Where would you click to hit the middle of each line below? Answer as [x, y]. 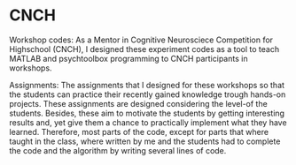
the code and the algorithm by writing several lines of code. [118, 150]
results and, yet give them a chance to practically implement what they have [148, 122]
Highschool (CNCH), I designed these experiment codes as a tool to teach [144, 49]
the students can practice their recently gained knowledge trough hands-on [148, 94]
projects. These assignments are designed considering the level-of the [138, 103]
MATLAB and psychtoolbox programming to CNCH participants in [129, 58]
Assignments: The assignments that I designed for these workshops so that [147, 85]
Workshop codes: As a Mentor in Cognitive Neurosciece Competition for [141, 40]
